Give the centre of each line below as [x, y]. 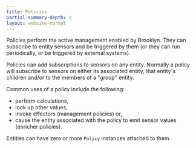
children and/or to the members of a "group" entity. [70, 78]
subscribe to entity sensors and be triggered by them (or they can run [93, 47]
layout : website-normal [36, 23]
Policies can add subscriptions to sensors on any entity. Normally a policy [98, 65]
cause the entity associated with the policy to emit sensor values [96, 120]
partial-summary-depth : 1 [39, 18]
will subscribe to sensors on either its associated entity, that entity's [91, 71]
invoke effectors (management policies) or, [68, 114]
